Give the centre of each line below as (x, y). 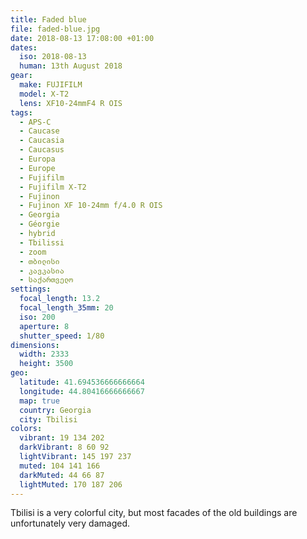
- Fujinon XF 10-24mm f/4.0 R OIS (91, 206)
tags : (21, 112)
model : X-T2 (44, 94)
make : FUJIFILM (51, 85)
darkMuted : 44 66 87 (62, 475)
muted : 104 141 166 (60, 466)
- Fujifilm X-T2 (53, 187)
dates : (24, 47)
